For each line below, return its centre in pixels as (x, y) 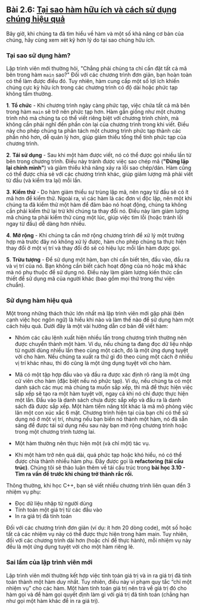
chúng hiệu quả (36, 19)
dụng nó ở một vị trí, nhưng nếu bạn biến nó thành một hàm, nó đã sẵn (101, 419)
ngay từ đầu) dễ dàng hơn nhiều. (46, 224)
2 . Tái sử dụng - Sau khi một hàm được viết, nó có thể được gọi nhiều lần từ (99, 155)
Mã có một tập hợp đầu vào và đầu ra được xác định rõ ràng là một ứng (102, 375)
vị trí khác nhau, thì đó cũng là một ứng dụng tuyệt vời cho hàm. (93, 363)
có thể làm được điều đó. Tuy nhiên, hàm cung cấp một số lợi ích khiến (93, 81)
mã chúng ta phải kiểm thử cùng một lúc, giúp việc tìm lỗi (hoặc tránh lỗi (95, 217)
